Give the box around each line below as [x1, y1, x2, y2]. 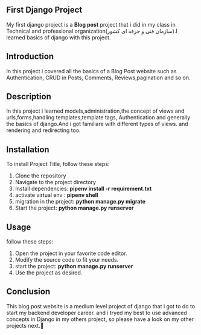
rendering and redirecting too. [6, 127, 81, 134]
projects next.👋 [6, 322, 44, 329]
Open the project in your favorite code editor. [14, 250, 127, 257]
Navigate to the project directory [14, 179, 97, 186]
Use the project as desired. [14, 269, 83, 276]
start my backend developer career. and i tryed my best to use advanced [6, 309, 187, 316]
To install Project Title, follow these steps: [6, 161, 110, 168]
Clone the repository [14, 172, 66, 179]
